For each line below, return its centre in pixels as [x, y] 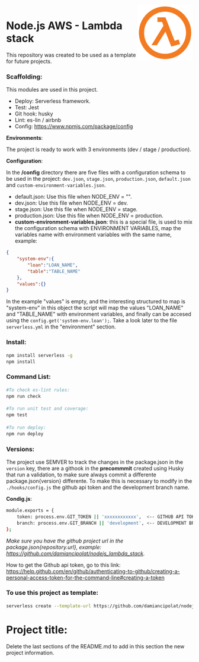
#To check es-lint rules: [38, 390]
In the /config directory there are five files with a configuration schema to [96, 172]
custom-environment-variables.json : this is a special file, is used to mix [103, 222]
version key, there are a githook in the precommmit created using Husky [95, 468]
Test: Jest [27, 108]
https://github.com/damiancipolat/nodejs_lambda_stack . [76, 553]
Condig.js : [19, 499]
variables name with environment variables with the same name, [93, 235]
